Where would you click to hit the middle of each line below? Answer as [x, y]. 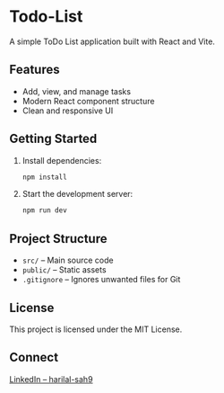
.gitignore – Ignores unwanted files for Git [101, 280]
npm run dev [44, 210]
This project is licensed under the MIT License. [96, 329]
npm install [44, 177]
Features [34, 70]
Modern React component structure [88, 101]
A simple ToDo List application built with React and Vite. [112, 41]
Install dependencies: [62, 160]
